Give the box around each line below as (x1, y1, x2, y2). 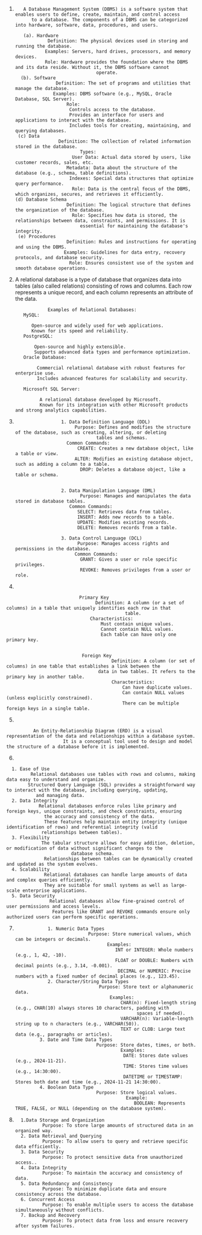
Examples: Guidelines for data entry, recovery (63, 250, 186, 256)
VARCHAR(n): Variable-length (120, 1016, 194, 1022)
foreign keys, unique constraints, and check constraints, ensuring (6, 808, 182, 814)
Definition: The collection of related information (58, 138, 191, 144)
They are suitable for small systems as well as (44, 882, 169, 888)
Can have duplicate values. (122, 685, 193, 691)
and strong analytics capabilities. (14, 407, 107, 413)
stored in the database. (14, 144, 78, 150)
